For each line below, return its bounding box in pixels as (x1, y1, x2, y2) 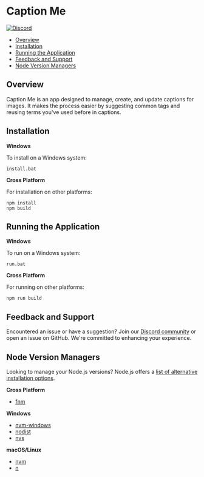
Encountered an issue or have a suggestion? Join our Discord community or (6, 328, 196, 335)
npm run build (6, 296, 42, 302)
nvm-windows (15, 422, 52, 428)
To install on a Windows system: (6, 154, 87, 161)
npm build (6, 205, 32, 211)
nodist (15, 428, 32, 435)
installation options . (6, 374, 55, 382)
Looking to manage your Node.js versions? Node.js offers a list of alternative (6, 368, 198, 375)
